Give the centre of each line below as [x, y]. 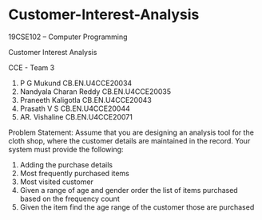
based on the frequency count [69, 198]
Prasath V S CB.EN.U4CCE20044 [75, 108]
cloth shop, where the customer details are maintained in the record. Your [129, 140]
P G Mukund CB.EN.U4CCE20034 [76, 83]
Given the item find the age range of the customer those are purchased [137, 207]
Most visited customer [57, 182]
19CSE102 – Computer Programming [68, 37]
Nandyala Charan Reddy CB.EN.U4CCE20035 [95, 91]
